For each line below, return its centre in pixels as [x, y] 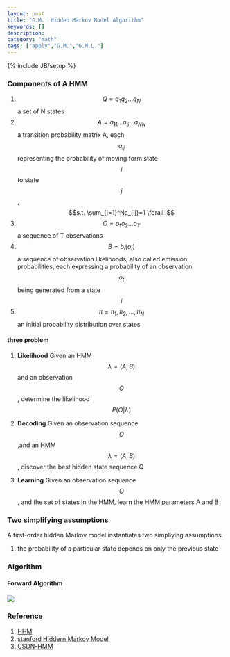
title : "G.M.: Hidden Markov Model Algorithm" [76, 20]
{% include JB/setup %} [42, 66]
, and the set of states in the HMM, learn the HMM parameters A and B [118, 502]
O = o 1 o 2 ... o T [122, 224]
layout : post [26, 14]
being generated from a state [59, 290]
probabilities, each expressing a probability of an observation [105, 267]
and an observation [45, 378]
